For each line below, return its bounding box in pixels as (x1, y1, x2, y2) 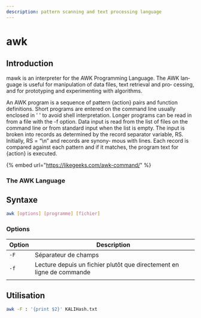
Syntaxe (6, 194, 38, 205)
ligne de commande (35, 268, 91, 276)
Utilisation (6, 290, 45, 301)
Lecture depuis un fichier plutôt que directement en (35, 260, 179, 269)
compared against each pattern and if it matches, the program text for (6, 143, 179, 151)
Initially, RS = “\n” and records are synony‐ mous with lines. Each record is (6, 137, 189, 144)
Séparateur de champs (35, 250, 99, 259)
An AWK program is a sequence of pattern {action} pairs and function (6, 98, 178, 106)
